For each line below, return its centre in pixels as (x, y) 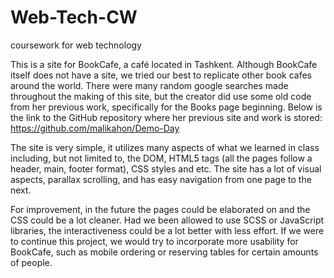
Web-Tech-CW (74, 17)
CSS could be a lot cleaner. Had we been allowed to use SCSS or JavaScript (167, 220)
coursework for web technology (76, 45)
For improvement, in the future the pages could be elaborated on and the (160, 209)
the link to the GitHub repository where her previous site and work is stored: (166, 117)
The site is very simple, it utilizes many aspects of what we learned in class (165, 147)
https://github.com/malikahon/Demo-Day (95, 128)
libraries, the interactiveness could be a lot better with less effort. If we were (167, 230)
